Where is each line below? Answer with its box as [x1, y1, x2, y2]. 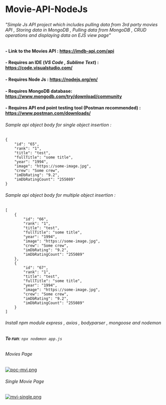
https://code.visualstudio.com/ [5, 65, 73, 71]
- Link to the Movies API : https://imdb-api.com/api [5, 48, 115, 54]
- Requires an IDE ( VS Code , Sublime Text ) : [5, 60, 99, 66]
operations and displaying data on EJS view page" [5, 32, 111, 38]
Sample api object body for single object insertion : [5, 122, 112, 128]
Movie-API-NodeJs [5, 4, 88, 15]
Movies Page [5, 351, 33, 357]
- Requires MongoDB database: [5, 88, 73, 94]
